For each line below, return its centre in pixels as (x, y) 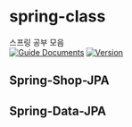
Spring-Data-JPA (58, 110)
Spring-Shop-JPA (59, 81)
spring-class (58, 17)
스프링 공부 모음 (37, 42)
